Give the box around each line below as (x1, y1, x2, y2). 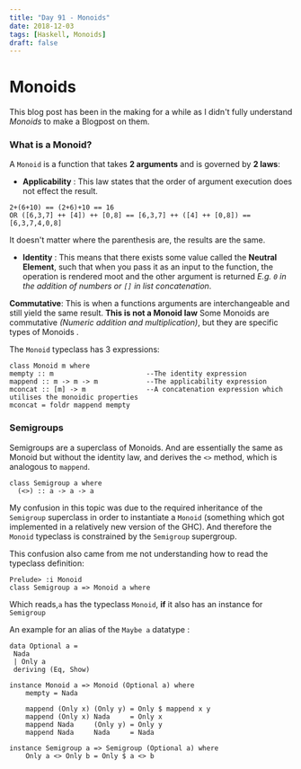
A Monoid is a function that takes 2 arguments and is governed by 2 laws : (9, 159, 280, 170)
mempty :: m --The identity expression (9, 369, 247, 378)
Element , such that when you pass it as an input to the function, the (22, 261, 274, 272)
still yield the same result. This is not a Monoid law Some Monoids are (9, 307, 270, 319)
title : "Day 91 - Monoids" (9, 13, 111, 22)
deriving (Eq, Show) (13, 665, 91, 674)
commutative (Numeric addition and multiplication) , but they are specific (9, 317, 279, 328)
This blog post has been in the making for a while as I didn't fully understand (9, 107, 293, 118)
